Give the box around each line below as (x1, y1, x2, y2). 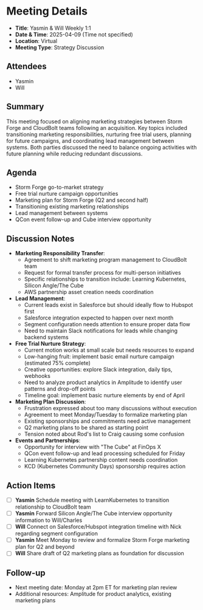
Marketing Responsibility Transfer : (15, 250, 105, 257)
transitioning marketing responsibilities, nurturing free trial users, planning (6, 131, 191, 138)
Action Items (6, 480, 56, 490)
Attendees (6, 61, 47, 72)
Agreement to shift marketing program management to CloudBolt (24, 256, 187, 264)
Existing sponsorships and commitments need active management (24, 417, 191, 425)
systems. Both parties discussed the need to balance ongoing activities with (6, 143, 197, 151)
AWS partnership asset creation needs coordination (24, 289, 154, 296)
